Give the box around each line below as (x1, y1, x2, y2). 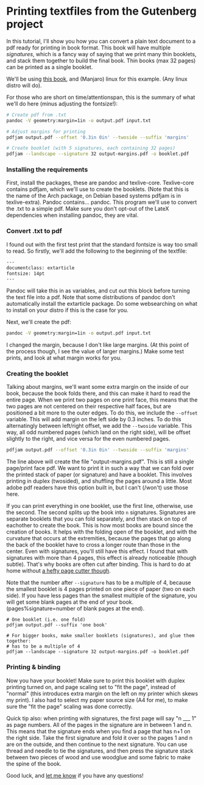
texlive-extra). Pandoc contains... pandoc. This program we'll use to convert (6, 198, 197, 206)
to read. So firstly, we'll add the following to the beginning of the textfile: (6, 247, 188, 255)
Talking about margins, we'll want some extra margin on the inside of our (6, 383, 189, 391)
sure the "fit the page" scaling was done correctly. (6, 703, 133, 710)
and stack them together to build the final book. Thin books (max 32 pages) (6, 57, 196, 64)
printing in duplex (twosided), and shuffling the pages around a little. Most (6, 477, 192, 485)
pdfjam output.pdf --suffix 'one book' (6, 622, 108, 628)
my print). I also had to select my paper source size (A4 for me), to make (6, 696, 188, 703)
